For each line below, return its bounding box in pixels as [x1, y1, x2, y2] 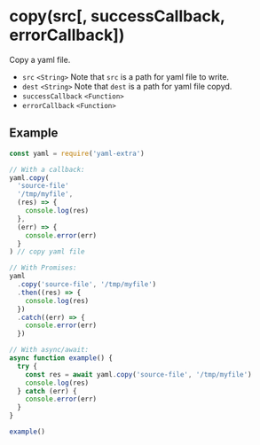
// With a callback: [9, 165, 86, 174]
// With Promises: [9, 263, 77, 272]
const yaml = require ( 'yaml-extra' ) [9, 149, 145, 158]
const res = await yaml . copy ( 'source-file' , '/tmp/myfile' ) [25, 370, 252, 379]
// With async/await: [9, 346, 90, 355]
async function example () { [9, 354, 114, 363]
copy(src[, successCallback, [9, 6, 225, 27]
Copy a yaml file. [9, 54, 71, 65]
